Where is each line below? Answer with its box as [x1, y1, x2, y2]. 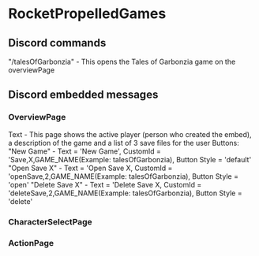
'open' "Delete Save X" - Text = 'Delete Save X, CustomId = [8, 180, 202, 189]
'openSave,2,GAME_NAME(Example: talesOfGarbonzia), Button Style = [8, 171, 239, 181]
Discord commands [8, 36, 107, 50]
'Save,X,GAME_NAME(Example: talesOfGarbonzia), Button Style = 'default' [8, 154, 252, 164]
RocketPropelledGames [8, 5, 167, 23]
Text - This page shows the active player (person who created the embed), [8, 129, 252, 139]
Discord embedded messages [8, 88, 159, 102]
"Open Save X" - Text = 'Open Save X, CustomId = [8, 163, 173, 173]
